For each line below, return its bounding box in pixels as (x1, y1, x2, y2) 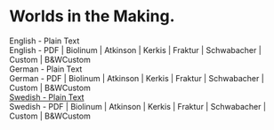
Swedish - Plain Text (9, 91, 85, 103)
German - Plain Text (9, 64, 83, 74)
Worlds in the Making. (9, 6, 175, 27)
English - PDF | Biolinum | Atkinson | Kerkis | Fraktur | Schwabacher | (9, 44, 262, 55)
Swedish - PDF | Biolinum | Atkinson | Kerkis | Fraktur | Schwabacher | (9, 101, 267, 111)
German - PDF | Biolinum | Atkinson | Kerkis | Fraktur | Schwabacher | (9, 73, 264, 83)
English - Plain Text (9, 35, 80, 46)
